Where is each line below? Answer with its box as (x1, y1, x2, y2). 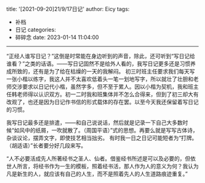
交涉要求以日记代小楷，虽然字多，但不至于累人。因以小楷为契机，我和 (11, 83, 188, 90)
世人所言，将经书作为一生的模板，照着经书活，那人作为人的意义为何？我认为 (6, 163, 199, 170)
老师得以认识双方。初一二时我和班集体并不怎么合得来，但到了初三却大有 (16, 91, 199, 98)
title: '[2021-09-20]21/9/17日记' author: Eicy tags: (6, 6, 130, 12)
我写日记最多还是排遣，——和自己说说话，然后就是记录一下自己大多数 (6, 119, 183, 126)
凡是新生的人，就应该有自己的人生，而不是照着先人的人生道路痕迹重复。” (6, 170, 188, 177)
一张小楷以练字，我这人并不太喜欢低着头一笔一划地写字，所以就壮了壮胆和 (6, 75, 193, 83)
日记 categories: (15, 26, 56, 33)
